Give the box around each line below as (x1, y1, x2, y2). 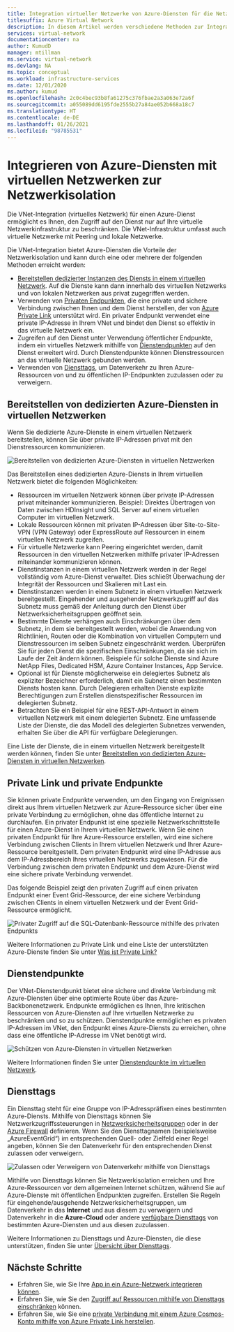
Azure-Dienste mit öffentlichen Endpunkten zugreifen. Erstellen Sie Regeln (7, 1191, 221, 1199)
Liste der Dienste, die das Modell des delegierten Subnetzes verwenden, (17, 721, 226, 730)
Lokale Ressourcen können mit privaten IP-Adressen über (17, 521, 183, 529)
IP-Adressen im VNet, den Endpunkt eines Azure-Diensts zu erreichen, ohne (7, 1023, 226, 1031)
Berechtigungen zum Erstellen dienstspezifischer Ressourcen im (17, 691, 203, 700)
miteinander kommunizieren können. (17, 558, 123, 566)
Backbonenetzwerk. (7, 1001, 65, 1010)
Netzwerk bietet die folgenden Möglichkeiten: (7, 477, 138, 486)
